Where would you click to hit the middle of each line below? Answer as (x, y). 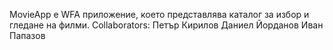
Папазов (27, 35)
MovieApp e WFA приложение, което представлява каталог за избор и (159, 14)
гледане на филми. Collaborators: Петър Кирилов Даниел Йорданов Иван (166, 25)
